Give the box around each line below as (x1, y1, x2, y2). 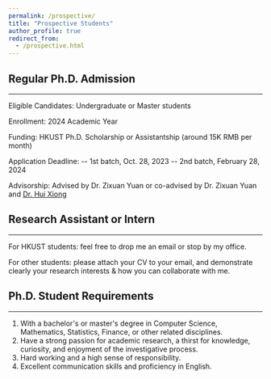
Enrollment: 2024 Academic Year (8, 116, 119, 126)
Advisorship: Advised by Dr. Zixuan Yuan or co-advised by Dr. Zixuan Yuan (8, 180, 257, 190)
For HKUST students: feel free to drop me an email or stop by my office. (8, 242, 248, 251)
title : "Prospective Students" (8, 19, 114, 27)
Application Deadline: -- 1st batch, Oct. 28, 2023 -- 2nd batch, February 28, (8, 156, 260, 166)
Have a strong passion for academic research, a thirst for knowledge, (19, 335, 251, 345)
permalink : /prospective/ (8, 11, 95, 20)
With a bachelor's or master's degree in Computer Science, (19, 318, 218, 328)
